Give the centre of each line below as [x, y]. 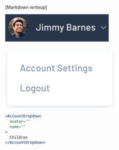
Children [19, 137]
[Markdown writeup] [26, 7]
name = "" [18, 127]
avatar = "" [20, 121]
